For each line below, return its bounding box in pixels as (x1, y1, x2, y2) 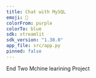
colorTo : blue (6, 25, 42, 32)
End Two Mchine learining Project (6, 65, 90, 72)
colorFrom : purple (6, 20, 53, 26)
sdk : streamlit (6, 31, 45, 37)
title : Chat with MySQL (6, 8, 66, 15)
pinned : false (6, 48, 42, 54)
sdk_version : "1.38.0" (6, 37, 63, 43)
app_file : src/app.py (6, 43, 61, 49)
